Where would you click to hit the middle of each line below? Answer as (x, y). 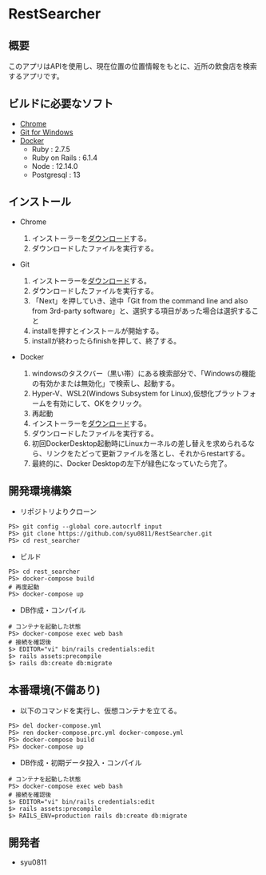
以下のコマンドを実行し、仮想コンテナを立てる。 (100, 711)
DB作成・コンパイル (53, 610)
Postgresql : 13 (56, 175)
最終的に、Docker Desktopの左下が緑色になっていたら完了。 (131, 463)
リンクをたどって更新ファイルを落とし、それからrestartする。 (148, 453)
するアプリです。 (36, 76)
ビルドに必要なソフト (61, 104)
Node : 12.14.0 (55, 166)
